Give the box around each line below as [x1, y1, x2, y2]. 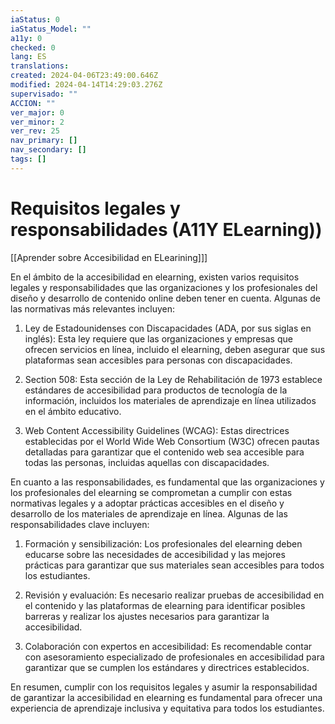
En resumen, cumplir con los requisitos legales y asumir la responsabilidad [10, 681, 318, 693]
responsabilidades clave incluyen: [10, 518, 150, 530]
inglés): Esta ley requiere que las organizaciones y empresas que [24, 332, 293, 345]
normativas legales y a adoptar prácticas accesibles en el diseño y [10, 497, 285, 509]
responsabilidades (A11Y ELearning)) [10, 218, 323, 241]
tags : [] [10, 154, 47, 164]
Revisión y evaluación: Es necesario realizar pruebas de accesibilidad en [24, 589, 325, 601]
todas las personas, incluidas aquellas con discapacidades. [24, 456, 270, 468]
